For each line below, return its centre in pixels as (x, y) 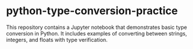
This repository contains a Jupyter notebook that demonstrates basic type (97, 27)
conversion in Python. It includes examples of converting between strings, (97, 33)
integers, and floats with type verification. (57, 40)
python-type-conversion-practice (92, 11)
